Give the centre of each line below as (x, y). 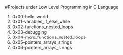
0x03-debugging (30, 32)
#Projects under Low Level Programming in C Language (62, 7)
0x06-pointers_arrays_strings (42, 47)
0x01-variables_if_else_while (41, 22)
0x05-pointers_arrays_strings (42, 42)
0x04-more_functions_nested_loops (49, 37)
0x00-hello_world (30, 16)
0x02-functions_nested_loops (43, 27)
